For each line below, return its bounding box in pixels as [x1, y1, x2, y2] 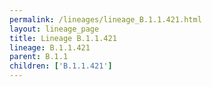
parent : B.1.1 [9, 52, 69, 62]
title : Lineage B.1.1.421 [9, 33, 117, 43]
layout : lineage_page [9, 24, 100, 34]
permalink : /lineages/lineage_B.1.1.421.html [9, 14, 202, 25]
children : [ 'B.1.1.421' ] [9, 61, 113, 71]
